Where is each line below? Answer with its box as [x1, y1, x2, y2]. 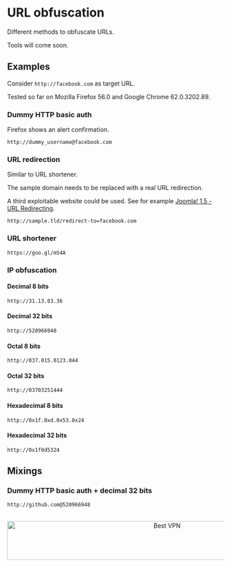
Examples [7, 61, 50, 73]
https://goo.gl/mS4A [7, 249, 67, 256]
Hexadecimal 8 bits [7, 401, 63, 409]
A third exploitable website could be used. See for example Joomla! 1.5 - [7, 197, 212, 205]
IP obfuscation [7, 265, 57, 275]
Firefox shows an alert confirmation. [7, 125, 109, 134]
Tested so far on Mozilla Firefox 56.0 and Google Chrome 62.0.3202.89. [7, 92, 211, 101]
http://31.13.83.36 [7, 298, 63, 305]
